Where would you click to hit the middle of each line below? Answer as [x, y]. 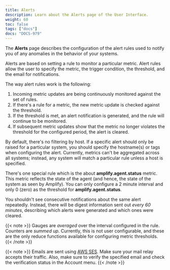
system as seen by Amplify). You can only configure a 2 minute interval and [84, 184]
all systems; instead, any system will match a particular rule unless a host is [84, 158]
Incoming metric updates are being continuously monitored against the [87, 94]
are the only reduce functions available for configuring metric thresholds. [82, 236]
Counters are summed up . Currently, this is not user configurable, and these [85, 231]
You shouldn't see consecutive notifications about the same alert [73, 199]
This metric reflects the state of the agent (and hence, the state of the [78, 179]
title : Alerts [20, 10]
